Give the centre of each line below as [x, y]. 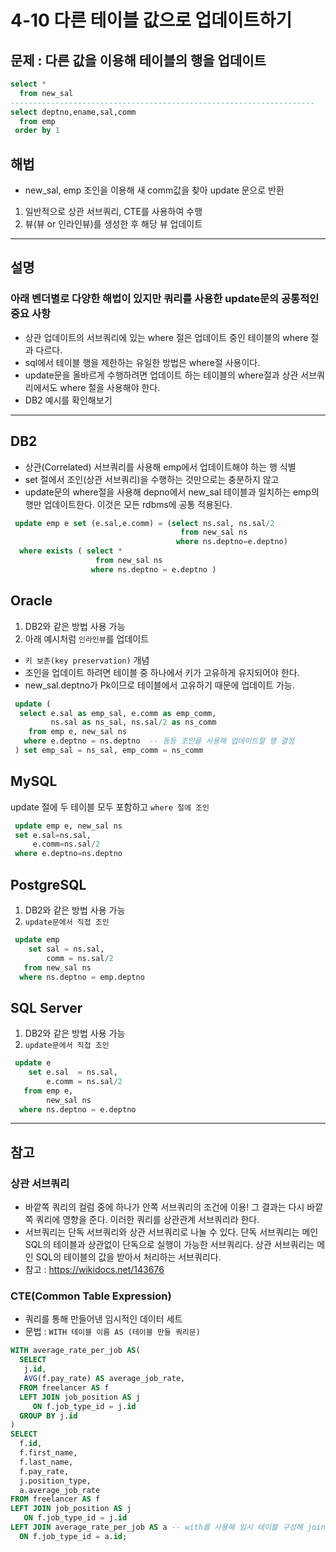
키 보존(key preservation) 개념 [87, 660]
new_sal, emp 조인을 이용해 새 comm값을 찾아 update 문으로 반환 [154, 190]
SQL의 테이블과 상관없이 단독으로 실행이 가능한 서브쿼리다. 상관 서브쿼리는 [169, 1245]
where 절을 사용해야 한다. [110, 387]
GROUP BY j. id [48, 1416]
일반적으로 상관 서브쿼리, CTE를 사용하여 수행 [113, 212]
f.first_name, [48, 1453]
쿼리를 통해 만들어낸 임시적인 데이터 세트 [103, 1319]
